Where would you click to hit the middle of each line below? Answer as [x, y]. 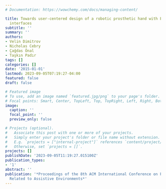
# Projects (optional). [30, 128]
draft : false [19, 83]
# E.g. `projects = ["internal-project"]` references [64, 142]
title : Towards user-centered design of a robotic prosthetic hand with [82, 19]
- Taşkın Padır [21, 55]
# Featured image [23, 92]
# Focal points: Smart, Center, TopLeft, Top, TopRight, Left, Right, [79, 101]
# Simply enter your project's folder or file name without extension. [83, 137]
